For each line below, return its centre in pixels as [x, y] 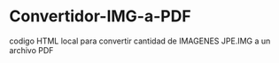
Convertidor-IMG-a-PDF [101, 16]
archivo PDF [31, 50]
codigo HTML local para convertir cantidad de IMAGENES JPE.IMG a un [140, 41]
